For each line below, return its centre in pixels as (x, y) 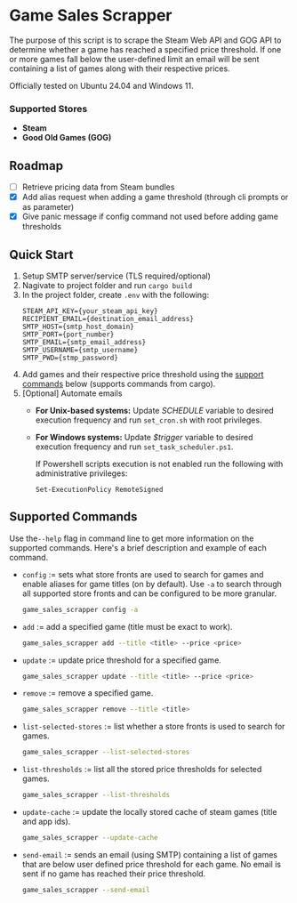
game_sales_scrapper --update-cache (90, 838)
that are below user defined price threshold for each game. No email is (152, 864)
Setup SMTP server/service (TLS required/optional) (116, 276)
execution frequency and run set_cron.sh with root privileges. (148, 420)
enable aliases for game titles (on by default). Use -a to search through (152, 584)
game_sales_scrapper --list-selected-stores (106, 753)
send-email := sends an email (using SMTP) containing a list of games (150, 854)
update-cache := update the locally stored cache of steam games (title (149, 812)
